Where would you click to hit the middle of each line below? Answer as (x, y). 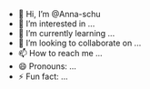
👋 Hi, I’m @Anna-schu (59, 14)
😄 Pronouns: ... (47, 66)
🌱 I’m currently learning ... (66, 33)
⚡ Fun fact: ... (43, 76)
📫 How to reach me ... (60, 53)
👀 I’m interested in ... (56, 24)
